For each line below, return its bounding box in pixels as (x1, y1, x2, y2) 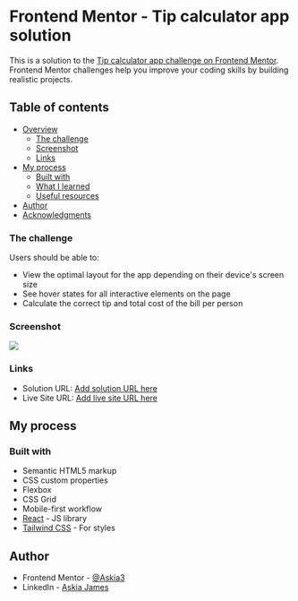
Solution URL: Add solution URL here (21, 382, 158, 393)
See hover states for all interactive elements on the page (21, 288, 231, 299)
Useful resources (35, 190, 100, 201)
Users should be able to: (9, 253, 100, 263)
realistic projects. (9, 73, 73, 84)
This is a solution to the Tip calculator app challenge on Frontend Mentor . (9, 55, 279, 65)
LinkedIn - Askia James (21, 582, 109, 593)
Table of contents (9, 100, 109, 116)
